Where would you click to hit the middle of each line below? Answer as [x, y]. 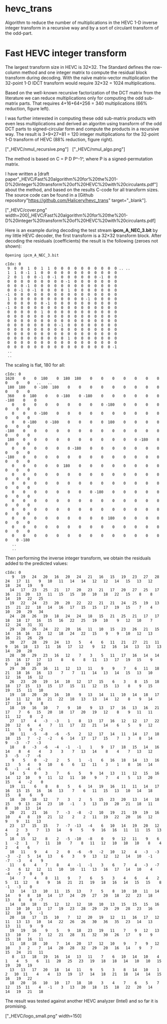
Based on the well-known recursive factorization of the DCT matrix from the [83, 92]
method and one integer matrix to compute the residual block [84, 72]
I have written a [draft [27, 174]
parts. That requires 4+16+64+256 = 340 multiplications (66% [83, 103]
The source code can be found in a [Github [49, 195]
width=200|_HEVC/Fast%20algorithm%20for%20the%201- [67, 215]
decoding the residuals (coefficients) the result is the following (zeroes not [82, 241]
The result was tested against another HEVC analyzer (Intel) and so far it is [82, 1001]
